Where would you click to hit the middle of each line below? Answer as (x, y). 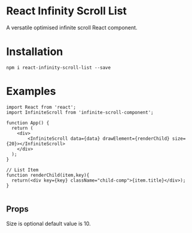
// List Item (22, 170)
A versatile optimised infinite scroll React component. (72, 27)
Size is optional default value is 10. (48, 223)
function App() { (28, 123)
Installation (35, 52)
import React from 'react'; (41, 107)
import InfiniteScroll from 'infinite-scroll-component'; (80, 112)
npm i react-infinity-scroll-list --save (59, 68)
